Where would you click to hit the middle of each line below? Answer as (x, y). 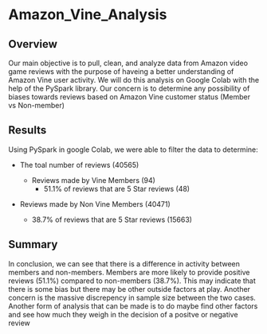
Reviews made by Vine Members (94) (93, 180)
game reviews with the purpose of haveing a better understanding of (121, 72)
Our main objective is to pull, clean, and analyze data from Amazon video (128, 63)
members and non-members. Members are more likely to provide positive (129, 272)
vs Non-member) (37, 105)
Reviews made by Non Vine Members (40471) (95, 204)
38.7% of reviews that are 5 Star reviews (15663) (112, 219)
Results (27, 130)
